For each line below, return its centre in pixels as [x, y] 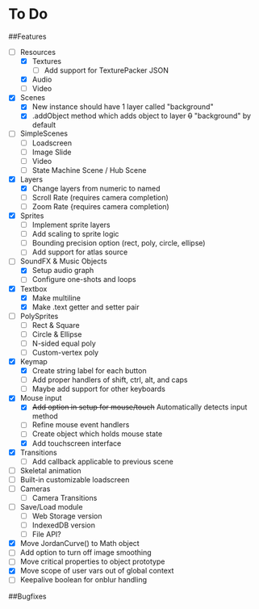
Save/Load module [51, 506]
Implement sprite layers [71, 225]
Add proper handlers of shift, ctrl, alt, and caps [110, 380]
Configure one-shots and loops [84, 279]
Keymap [34, 361]
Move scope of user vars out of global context [97, 571]
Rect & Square [56, 325]
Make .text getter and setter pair [86, 307]
